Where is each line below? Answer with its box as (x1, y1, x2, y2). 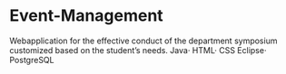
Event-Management (9, 5, 163, 26)
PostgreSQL (9, 54, 54, 65)
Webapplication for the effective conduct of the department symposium (9, 35, 278, 46)
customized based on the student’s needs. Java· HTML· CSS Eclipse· (9, 44, 267, 55)
